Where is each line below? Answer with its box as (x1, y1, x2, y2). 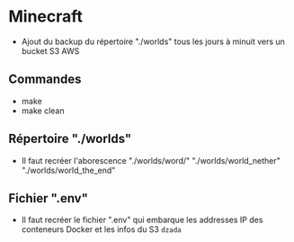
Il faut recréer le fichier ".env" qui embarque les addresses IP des (21, 214, 263, 226)
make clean (21, 105, 65, 116)
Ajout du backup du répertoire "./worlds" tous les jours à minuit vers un (21, 36, 285, 47)
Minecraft (8, 6, 83, 27)
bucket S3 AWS (21, 45, 80, 56)
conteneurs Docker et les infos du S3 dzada (21, 224, 182, 235)
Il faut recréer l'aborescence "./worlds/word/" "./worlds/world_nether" (21, 155, 281, 166)
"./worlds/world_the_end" (21, 165, 116, 175)
